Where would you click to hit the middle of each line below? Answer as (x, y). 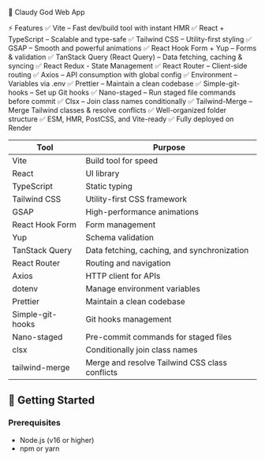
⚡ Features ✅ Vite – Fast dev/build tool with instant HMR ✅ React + (116, 28)
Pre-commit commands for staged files (159, 337)
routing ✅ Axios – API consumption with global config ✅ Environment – (123, 74)
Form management (121, 225)
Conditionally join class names (142, 349)
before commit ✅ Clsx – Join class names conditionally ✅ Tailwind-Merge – (130, 101)
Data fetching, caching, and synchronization (167, 250)
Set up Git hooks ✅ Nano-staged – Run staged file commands (136, 92)
